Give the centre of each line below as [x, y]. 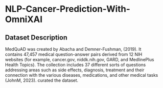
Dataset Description [36, 37]
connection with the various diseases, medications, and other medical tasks [81, 75]
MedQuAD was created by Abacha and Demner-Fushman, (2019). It [73, 49]
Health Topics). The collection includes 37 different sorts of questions [75, 65]
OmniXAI [24, 19]
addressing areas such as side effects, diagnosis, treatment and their [75, 70]
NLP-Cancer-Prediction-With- [68, 9]
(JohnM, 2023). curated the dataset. [42, 80]
